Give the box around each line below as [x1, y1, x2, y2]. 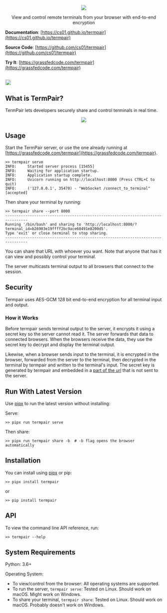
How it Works [5, 314, 38, 321]
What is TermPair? [5, 94, 64, 102]
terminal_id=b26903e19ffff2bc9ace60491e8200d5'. [5, 227, 108, 232]
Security [5, 283, 32, 292]
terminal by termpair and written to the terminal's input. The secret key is [5, 362, 155, 368]
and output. [5, 302, 29, 308]
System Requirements [5, 548, 76, 556]
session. [5, 269, 22, 275]
